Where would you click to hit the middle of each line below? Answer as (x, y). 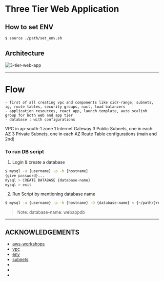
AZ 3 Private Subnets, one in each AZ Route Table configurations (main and (81, 134)
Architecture (25, 53)
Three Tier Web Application (62, 9)
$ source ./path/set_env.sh (34, 38)
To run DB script (25, 151)
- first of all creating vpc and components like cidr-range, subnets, (79, 102)
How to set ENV (29, 27)
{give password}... (25, 176)
